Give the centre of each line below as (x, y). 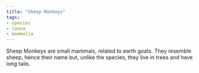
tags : (13, 17)
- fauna (16, 28)
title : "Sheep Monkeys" (36, 12)
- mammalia (20, 34)
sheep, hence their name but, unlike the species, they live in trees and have (99, 57)
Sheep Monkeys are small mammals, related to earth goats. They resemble (99, 51)
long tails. (18, 64)
